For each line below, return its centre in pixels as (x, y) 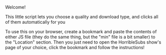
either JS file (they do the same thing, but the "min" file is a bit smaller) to (80, 37)
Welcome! (15, 7)
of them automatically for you (35, 22)
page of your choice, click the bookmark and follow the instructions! (75, 47)
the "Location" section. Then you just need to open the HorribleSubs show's (83, 42)
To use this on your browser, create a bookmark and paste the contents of (81, 31)
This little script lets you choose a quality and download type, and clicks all (82, 17)
